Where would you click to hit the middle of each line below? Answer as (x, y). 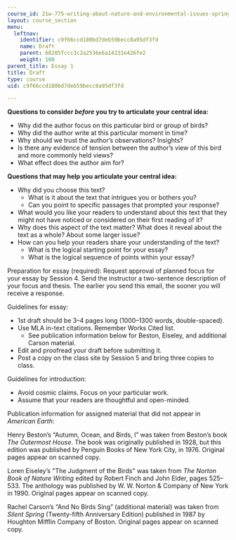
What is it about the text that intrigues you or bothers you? (112, 198)
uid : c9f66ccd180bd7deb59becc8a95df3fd (66, 86)
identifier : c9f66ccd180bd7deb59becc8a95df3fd (89, 40)
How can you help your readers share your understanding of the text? (118, 243)
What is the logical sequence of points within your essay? (111, 257)
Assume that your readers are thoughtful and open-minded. (104, 400)
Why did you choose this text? (61, 190)
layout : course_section (42, 20)
